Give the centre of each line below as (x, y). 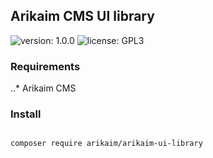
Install (26, 114)
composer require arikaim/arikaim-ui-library (106, 144)
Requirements (45, 66)
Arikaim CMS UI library (82, 16)
